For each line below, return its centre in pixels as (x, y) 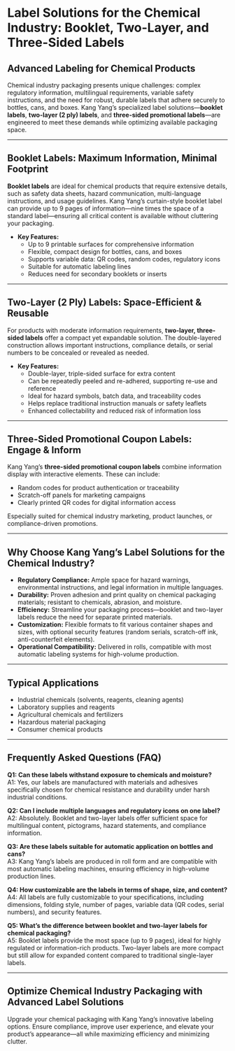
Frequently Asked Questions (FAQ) (85, 758)
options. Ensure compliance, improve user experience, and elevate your (111, 1027)
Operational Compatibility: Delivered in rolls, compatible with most (114, 647)
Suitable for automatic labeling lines (79, 266)
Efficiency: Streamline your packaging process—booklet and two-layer (120, 610)
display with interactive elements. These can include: (84, 474)
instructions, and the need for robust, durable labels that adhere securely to (116, 100)
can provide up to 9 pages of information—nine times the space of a (106, 208)
